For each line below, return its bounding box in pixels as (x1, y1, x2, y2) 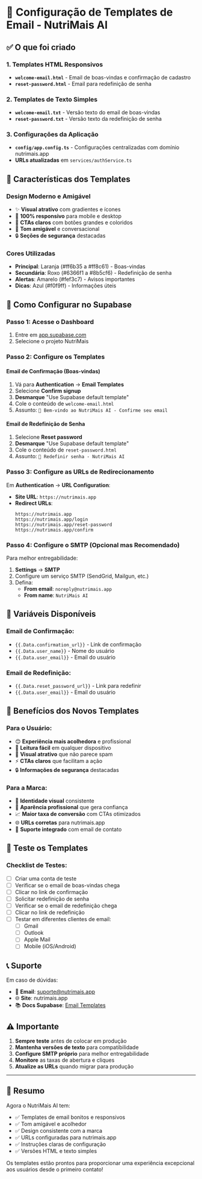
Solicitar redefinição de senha (14, 895, 90, 902)
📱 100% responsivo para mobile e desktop (14, 213, 122, 220)
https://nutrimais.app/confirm (14, 527, 94, 533)
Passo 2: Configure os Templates (6, 353, 105, 361)
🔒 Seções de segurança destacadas (14, 232, 106, 239)
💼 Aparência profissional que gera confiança (14, 804, 128, 811)
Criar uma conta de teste (14, 875, 77, 882)
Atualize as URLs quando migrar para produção (14, 1063, 134, 1070)
